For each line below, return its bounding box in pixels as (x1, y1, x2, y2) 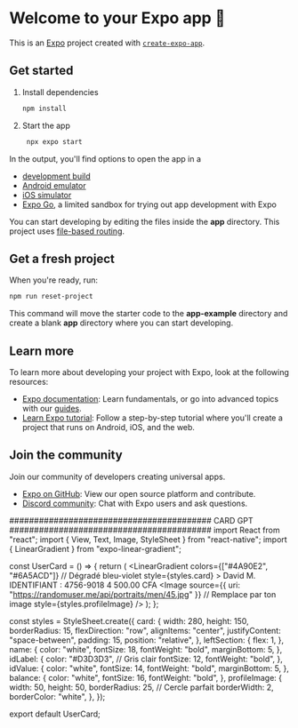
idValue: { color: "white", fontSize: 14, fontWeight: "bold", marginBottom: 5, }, (9, 662, 289, 674)
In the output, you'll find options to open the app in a (9, 153, 202, 164)
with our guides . (21, 404, 82, 413)
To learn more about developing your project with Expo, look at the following (9, 367, 289, 377)
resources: (9, 377, 49, 387)
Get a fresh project (9, 251, 116, 266)
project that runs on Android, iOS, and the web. (21, 422, 196, 432)
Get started (9, 63, 74, 78)
